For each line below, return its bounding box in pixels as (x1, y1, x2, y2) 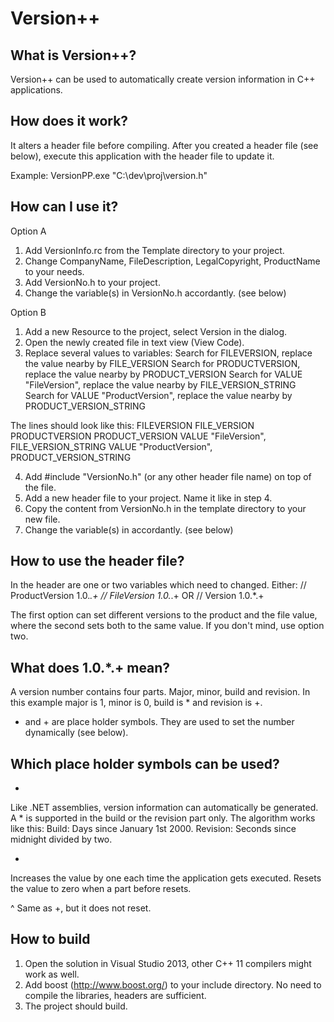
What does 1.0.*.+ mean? (10, 659, 171, 676)
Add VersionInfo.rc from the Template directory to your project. (24, 244, 285, 256)
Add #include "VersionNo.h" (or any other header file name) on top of (24, 470, 312, 482)
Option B (10, 306, 47, 318)
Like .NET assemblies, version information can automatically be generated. (10, 802, 319, 814)
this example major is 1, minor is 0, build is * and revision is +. (10, 697, 263, 709)
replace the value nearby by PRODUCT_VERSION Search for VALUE (24, 368, 303, 380)
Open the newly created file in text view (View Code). (24, 336, 245, 348)
